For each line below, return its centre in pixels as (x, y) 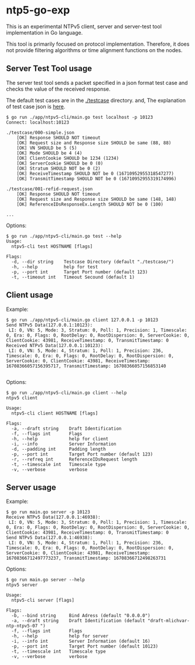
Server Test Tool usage (49, 69)
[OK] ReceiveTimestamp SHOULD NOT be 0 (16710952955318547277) (95, 173)
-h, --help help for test (55, 267)
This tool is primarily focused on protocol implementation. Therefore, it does (98, 44)
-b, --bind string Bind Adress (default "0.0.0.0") (81, 616)
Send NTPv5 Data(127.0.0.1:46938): (49, 538)
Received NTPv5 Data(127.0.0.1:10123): (55, 345)
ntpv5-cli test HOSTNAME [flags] (52, 246)
